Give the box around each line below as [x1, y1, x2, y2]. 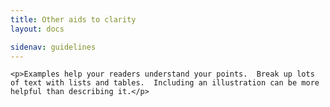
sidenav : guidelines [10, 42, 97, 52]
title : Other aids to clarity [10, 14, 137, 25]
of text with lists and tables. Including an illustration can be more [10, 78, 320, 88]
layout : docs [10, 24, 65, 34]
